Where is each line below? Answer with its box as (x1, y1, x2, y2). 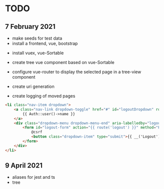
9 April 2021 (5, 162, 43, 170)
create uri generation (12, 84, 55, 89)
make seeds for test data (12, 35, 62, 41)
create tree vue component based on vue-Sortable (12, 60, 115, 65)
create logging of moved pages (12, 93, 76, 99)
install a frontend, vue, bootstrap (12, 41, 78, 46)
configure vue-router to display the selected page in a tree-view (12, 69, 142, 75)
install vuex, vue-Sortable (12, 50, 64, 56)
